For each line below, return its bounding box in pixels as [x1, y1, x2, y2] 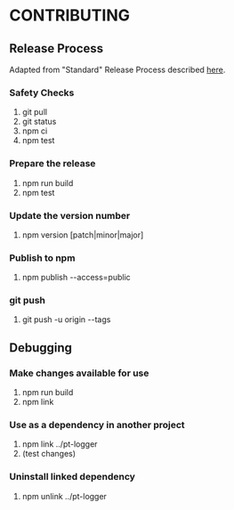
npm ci [21, 125, 48, 136]
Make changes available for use [9, 367, 149, 379]
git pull [21, 107, 47, 117]
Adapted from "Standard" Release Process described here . [9, 64, 226, 75]
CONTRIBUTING [9, 5, 131, 26]
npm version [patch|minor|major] [21, 229, 144, 240]
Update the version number [9, 209, 131, 222]
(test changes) [21, 449, 77, 459]
